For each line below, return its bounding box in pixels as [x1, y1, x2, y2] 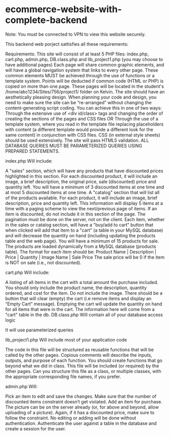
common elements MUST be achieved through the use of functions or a [5, 72, 155, 78]
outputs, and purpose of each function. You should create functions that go [5, 357, 163, 363]
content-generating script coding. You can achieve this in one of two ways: [5, 105, 162, 111]
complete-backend [5, 14, 88, 26]
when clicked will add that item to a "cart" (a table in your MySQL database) [5, 227, 163, 233]
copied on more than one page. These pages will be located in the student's [5, 83, 164, 89]
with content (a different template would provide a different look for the [5, 126, 153, 133]
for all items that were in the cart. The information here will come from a [5, 306, 155, 312]
